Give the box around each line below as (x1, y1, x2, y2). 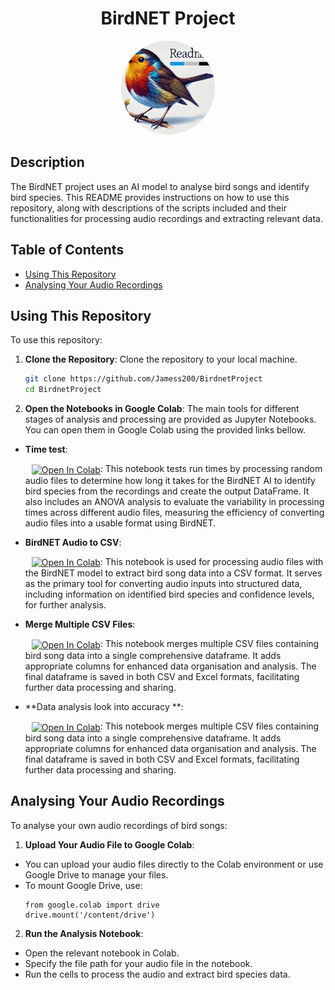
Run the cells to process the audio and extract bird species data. (24, 968, 291, 980)
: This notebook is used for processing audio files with (99, 555, 324, 567)
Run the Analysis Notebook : (24, 927, 144, 939)
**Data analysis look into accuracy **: (24, 701, 184, 713)
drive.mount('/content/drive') (24, 910, 156, 920)
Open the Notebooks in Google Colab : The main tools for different (24, 403, 300, 415)
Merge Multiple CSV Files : (24, 618, 136, 631)
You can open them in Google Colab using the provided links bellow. (24, 424, 307, 436)
